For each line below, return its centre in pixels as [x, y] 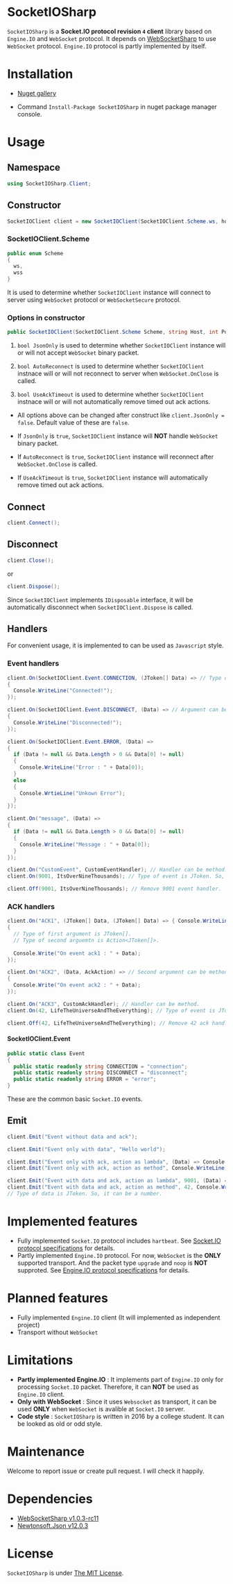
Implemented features [72, 1221]
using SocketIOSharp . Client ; [49, 184]
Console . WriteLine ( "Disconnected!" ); [68, 722]
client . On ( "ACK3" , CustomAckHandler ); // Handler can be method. [103, 1004]
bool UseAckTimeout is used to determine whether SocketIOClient [111, 394]
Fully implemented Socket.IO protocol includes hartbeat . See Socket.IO [119, 1241]
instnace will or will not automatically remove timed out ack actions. [114, 402]
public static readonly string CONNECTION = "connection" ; [101, 1066]
